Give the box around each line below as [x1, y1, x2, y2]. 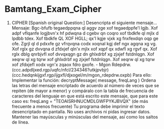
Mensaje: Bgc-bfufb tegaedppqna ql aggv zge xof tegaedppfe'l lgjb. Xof [11, 25, 158, 31]
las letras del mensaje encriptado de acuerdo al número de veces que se [11, 82, 159, 88]
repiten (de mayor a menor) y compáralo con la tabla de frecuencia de [11, 88, 154, 94]
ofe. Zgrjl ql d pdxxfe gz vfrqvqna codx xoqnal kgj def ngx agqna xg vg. [11, 40, 157, 46]
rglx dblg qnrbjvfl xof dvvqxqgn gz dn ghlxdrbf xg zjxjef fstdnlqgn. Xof [11, 51, 155, 57]
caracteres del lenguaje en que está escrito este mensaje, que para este [11, 93, 158, 99]
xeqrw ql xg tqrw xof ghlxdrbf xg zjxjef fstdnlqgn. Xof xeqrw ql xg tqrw [11, 56, 155, 62]
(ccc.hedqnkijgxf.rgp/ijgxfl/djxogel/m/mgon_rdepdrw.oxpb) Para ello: [11, 72, 152, 78]
